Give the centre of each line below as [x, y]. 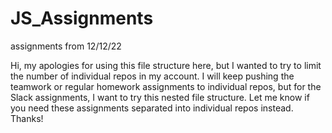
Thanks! [27, 118]
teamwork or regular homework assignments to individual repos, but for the [166, 86]
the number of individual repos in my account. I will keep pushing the [152, 76]
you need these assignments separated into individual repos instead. [152, 108]
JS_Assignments [82, 18]
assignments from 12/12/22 [66, 46]
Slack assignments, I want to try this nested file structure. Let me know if [160, 97]
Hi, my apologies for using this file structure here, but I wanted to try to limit [166, 65]
